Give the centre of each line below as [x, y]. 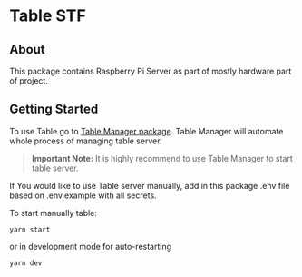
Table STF [48, 16]
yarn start [30, 229]
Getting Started [54, 109]
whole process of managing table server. [86, 141]
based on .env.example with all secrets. [83, 195]
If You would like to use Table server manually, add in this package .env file [150, 185]
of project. [29, 81]
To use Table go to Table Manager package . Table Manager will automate [146, 131]
